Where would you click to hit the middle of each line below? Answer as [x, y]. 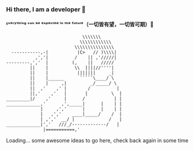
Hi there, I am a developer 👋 [46, 9]
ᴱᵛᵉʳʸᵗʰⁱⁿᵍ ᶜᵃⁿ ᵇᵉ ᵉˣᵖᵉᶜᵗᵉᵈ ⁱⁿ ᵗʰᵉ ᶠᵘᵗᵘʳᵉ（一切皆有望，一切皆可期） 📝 [80, 24]
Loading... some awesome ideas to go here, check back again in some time [97, 141]
